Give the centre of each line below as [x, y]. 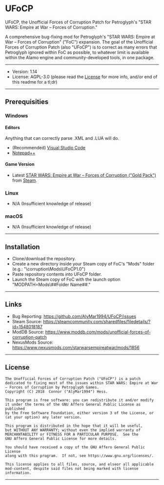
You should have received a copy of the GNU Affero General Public [75, 447]
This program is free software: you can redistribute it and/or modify [79, 400]
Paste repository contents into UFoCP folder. [57, 274]
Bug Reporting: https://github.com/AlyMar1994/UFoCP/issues [74, 316]
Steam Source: [27, 321]
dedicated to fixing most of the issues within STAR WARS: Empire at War [82, 383]
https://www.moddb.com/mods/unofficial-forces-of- [98, 332]
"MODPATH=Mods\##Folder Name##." [51, 285]
